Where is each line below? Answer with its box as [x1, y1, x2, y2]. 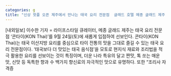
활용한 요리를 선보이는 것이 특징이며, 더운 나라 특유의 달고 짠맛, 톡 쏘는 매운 [10, 52, 160, 59]
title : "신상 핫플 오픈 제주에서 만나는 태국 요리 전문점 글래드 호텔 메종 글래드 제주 [5, 12, 165, 17]
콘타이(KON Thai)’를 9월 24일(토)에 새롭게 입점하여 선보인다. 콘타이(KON [12, 33, 159, 39]
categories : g [5, 7, 36, 13]
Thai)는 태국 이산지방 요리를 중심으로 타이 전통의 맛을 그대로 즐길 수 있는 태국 [5, 39, 159, 46]
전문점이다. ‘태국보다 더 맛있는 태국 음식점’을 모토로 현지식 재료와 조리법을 [10, 46, 157, 52]
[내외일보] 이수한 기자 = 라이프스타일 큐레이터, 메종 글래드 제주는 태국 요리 [5, 27, 153, 33]
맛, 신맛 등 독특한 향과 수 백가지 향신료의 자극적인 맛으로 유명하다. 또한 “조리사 [5, 59, 161, 65]
